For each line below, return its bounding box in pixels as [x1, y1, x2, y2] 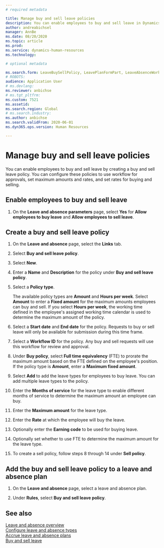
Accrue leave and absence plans [5, 532, 71, 538]
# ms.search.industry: [5, 111, 52, 116]
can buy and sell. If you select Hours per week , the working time [12, 304, 143, 310]
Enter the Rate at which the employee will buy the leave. [12, 417, 126, 423]
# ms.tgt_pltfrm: [5, 92, 41, 98]
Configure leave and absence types [5, 527, 77, 533]
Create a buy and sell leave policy [5, 228, 109, 236]
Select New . [12, 260, 37, 266]
